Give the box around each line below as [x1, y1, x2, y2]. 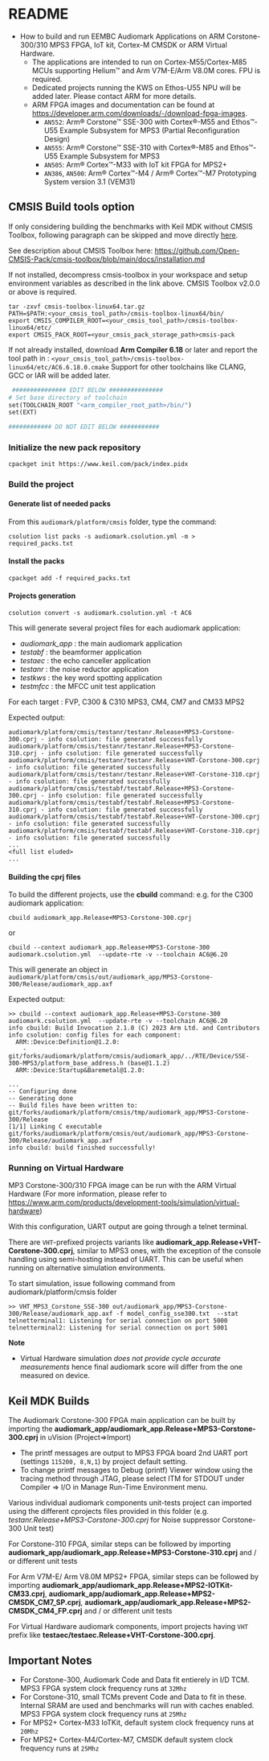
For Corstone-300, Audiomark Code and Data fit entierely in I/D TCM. [19, 1675, 250, 1685]
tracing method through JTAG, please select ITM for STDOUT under [19, 1474, 245, 1483]
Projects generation [8, 591, 76, 600]
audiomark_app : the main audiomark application [19, 638, 182, 648]
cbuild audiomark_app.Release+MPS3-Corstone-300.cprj [8, 914, 193, 922]
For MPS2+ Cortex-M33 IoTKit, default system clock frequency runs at [19, 1718, 255, 1727]
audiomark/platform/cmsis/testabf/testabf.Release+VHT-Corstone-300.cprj [8, 812, 261, 821]
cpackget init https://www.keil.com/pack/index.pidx [8, 460, 189, 468]
